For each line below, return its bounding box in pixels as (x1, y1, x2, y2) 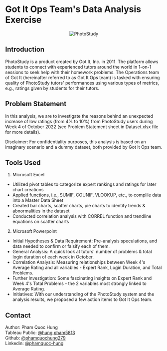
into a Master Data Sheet (12, 197, 64, 203)
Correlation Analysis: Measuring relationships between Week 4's (12, 259, 146, 265)
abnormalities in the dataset (12, 208, 70, 214)
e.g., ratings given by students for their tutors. (5, 85, 100, 91)
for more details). (5, 129, 41, 135)
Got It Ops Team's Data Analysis (5, 4, 142, 15)
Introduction (5, 45, 45, 54)
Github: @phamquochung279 (5, 335, 66, 341)
